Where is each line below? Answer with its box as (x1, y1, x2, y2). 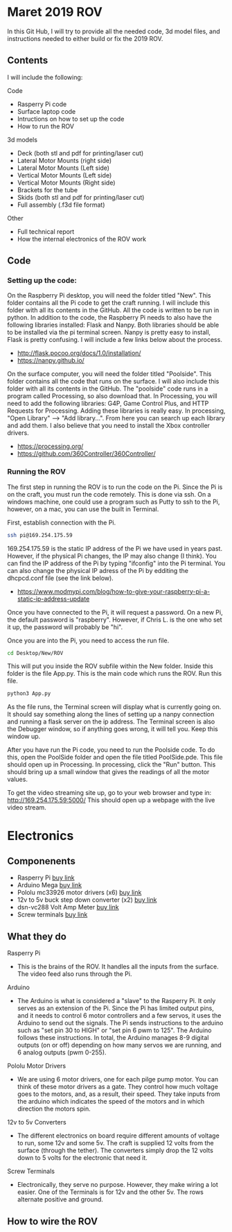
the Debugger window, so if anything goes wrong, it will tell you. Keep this (7, 725, 218, 733)
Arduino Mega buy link (17, 881, 82, 889)
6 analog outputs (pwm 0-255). (17, 1048, 107, 1056)
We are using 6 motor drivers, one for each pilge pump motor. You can (17, 1075, 219, 1084)
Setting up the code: (7, 275, 78, 285)
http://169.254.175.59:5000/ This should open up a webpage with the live (7, 796, 215, 805)
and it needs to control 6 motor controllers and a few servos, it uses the (17, 1011, 222, 1020)
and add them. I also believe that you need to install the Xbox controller (7, 421, 210, 430)
